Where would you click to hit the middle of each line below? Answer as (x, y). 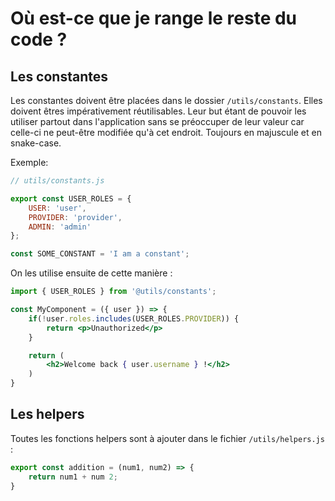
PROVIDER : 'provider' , (75, 217)
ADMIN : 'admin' (60, 227)
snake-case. (36, 143)
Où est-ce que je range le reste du (154, 18)
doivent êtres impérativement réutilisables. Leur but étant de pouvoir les (158, 111)
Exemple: (29, 162)
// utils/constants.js (57, 181)
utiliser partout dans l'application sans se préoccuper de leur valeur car (157, 121)
